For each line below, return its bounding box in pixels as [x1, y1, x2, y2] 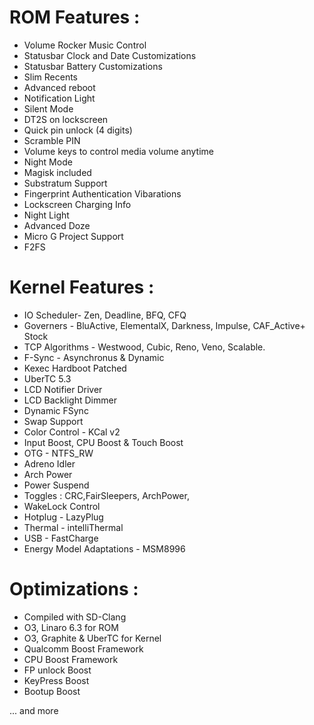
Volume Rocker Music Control [23, 39, 147, 51]
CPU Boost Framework [23, 653, 119, 665]
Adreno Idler [23, 457, 76, 470]
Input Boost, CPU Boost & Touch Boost [23, 436, 184, 448]
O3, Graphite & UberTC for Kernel [23, 632, 162, 644]
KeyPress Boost [23, 674, 90, 686]
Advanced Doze [23, 219, 91, 231]
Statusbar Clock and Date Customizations [23, 49, 197, 61]
